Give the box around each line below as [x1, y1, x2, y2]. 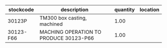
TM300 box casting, [39, 15, 87, 21]
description [60, 6, 88, 13]
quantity [114, 6, 135, 13]
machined [39, 21, 63, 27]
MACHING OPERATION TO [39, 29, 102, 35]
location [140, 6, 160, 13]
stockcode [8, 6, 34, 13]
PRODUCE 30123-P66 [39, 35, 94, 41]
